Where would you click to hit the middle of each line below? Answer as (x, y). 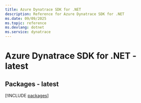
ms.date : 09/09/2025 (26, 18)
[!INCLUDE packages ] (27, 96)
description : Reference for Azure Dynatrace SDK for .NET (65, 14)
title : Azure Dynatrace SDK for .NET (43, 9)
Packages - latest (32, 84)
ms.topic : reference (26, 23)
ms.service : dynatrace (28, 32)
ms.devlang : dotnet (25, 28)
